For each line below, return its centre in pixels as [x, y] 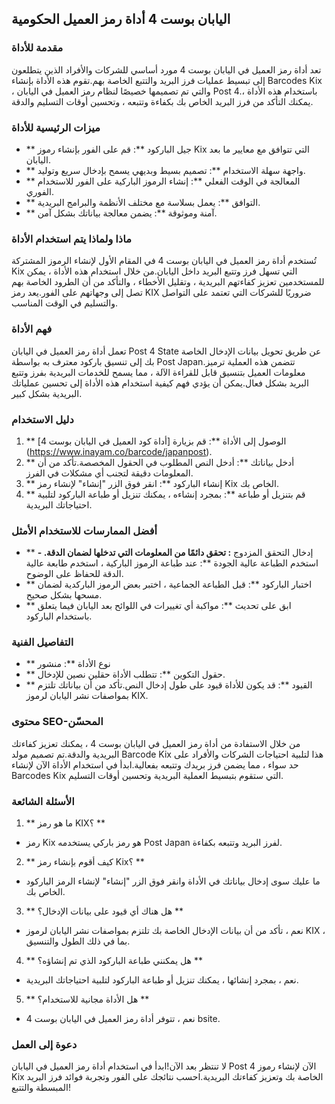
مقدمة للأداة [37, 48]
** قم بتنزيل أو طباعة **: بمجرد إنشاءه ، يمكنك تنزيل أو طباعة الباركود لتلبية [165, 494]
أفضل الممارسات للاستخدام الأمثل [84, 530]
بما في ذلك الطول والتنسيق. [78, 941]
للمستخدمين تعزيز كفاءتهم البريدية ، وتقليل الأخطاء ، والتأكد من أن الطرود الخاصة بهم [168, 282]
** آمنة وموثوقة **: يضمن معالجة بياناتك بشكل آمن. [121, 213]
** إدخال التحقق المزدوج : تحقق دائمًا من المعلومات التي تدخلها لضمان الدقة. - [169, 553]
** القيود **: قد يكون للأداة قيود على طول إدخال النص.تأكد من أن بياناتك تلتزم [169, 685]
